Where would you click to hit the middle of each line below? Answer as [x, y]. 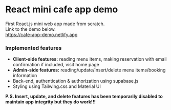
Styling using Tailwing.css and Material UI [57, 86]
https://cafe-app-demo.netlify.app [41, 34]
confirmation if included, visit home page [56, 65]
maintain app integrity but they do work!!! [51, 102]
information [25, 76]
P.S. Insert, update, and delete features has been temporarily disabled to [84, 97]
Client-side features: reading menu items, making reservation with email [90, 59]
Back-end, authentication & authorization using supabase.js [76, 81]
